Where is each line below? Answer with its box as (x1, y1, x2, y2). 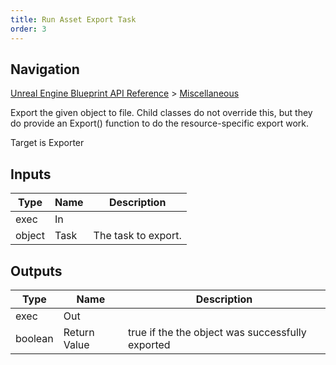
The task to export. (93, 229, 182, 243)
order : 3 (10, 24, 47, 34)
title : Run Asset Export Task (10, 14, 137, 25)
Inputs (10, 166, 52, 183)
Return (63, 325, 95, 339)
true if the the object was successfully (128, 325, 307, 339)
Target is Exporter (10, 137, 85, 149)
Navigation (10, 61, 80, 78)
